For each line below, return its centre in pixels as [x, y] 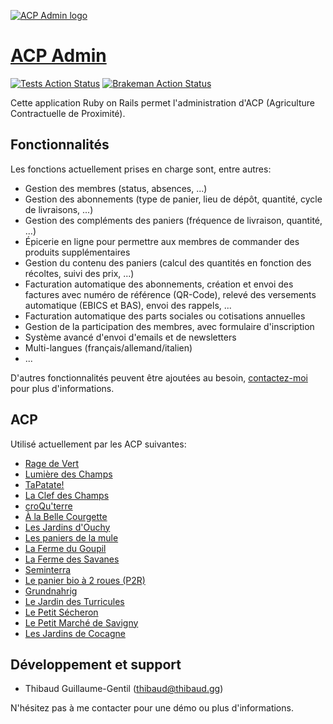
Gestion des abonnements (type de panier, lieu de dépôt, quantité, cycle [173, 199]
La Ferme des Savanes [72, 559]
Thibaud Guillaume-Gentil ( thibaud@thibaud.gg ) [124, 689]
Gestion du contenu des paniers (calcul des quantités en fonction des [168, 262]
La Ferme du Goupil [65, 548]
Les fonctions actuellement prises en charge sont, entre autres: [141, 169]
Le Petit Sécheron [61, 612]
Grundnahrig [51, 591]
